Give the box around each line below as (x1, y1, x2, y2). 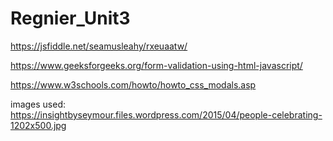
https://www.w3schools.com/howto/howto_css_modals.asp (10, 78, 257, 91)
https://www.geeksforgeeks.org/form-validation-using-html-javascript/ (10, 59, 303, 71)
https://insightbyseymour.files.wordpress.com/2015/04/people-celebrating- (10, 108, 323, 121)
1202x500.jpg (10, 119, 67, 131)
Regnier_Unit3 (10, 7, 131, 30)
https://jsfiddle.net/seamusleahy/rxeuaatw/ (10, 40, 188, 52)
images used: (10, 98, 67, 110)
